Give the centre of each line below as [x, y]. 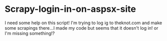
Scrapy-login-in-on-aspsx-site [70, 9]
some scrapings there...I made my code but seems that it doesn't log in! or [81, 28]
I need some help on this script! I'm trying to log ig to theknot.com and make [83, 23]
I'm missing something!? [30, 33]
